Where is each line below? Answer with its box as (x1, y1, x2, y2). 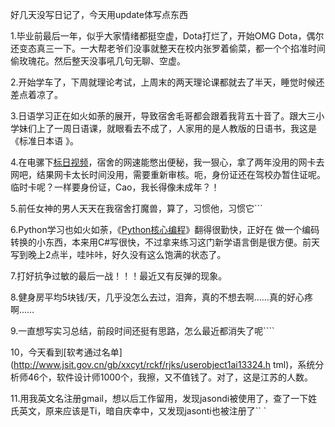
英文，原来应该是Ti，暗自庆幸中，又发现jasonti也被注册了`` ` (18, 405, 267, 417)
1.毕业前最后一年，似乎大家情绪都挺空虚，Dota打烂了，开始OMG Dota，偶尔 (10, 30, 325, 42)
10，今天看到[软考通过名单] (10, 346, 123, 358)
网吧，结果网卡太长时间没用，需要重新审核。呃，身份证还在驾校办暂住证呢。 (10, 169, 326, 180)
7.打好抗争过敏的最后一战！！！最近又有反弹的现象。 (10, 270, 228, 282)
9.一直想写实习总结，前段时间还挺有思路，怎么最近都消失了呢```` (10, 325, 275, 337)
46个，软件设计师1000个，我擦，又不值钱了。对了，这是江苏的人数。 (27, 371, 313, 383)
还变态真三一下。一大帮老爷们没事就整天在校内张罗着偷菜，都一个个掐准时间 (10, 43, 326, 54)
